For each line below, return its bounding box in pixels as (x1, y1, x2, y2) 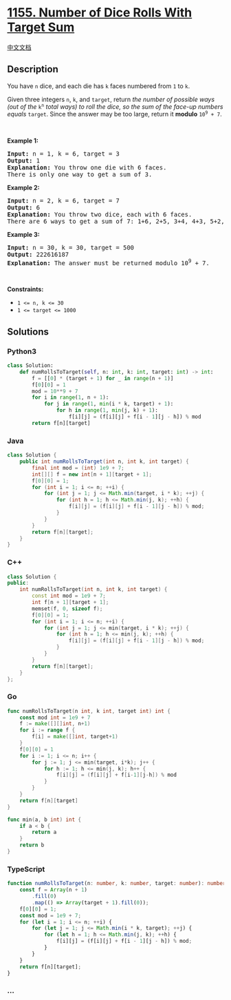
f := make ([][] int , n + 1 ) (19, 720, 91, 727)
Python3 (7, 346, 36, 356)
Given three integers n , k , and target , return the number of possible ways (7, 95, 215, 103)
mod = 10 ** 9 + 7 (32, 388, 78, 395)
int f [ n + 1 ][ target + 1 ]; (32, 599, 109, 606)
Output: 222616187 (7, 250, 69, 258)
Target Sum (7, 19, 75, 35)
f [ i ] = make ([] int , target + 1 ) (32, 733, 118, 740)
